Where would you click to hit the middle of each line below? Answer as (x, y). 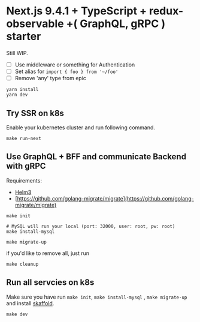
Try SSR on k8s (35, 113)
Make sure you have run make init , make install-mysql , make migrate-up (97, 297)
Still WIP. (17, 53)
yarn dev (17, 95)
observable (35, 24)
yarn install (22, 90)
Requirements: (24, 180)
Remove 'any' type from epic (51, 78)
